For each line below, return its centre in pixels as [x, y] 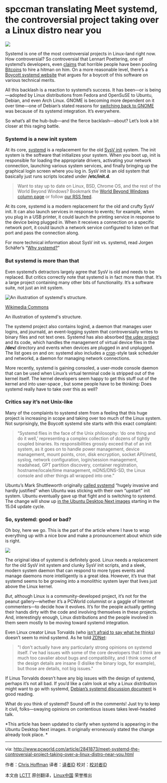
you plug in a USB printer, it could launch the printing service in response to [83, 217]
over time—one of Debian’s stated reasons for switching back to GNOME [80, 105]
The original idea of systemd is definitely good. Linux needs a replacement [82, 560]
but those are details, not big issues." [55, 669]
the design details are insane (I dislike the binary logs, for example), [86, 663]
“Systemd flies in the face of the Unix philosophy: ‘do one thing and [86, 433]
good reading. [19, 694]
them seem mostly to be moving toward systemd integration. [67, 623]
